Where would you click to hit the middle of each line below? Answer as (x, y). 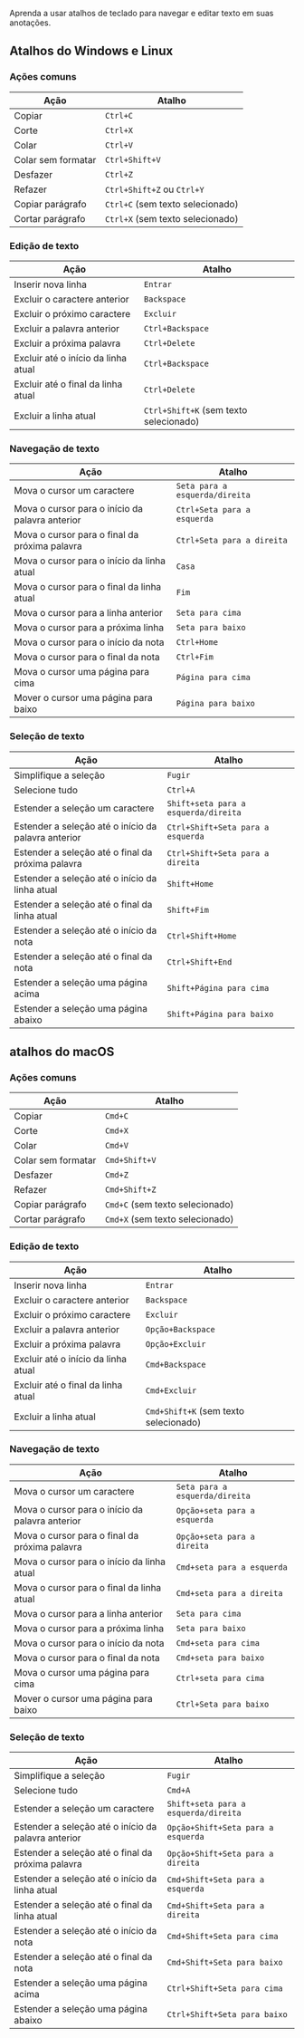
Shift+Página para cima (218, 988)
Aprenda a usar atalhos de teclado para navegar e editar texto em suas (142, 13)
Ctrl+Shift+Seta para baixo (227, 2015)
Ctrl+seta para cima (220, 1678)
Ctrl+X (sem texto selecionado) (172, 218)
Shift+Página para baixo (220, 1014)
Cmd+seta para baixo (220, 1658)
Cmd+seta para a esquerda (232, 1567)
